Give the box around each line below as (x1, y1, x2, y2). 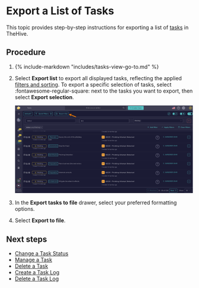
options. (14, 205, 35, 213)
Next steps (6, 234, 47, 244)
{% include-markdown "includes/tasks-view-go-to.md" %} (14, 63, 159, 70)
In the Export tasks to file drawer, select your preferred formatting (14, 199, 177, 206)
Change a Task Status (14, 250, 69, 257)
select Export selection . (14, 93, 74, 100)
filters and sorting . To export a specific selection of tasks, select (14, 81, 172, 88)
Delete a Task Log (14, 275, 59, 283)
